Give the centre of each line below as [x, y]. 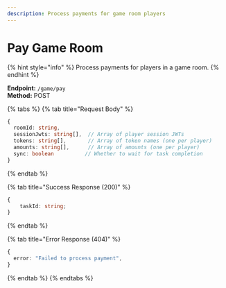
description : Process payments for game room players [87, 14]
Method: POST [29, 95]
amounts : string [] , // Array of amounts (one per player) [106, 147]
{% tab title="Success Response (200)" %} [69, 187]
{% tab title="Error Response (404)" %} [64, 239]
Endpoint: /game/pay [36, 88]
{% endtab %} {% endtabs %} [50, 278]
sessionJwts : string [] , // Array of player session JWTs [99, 135]
